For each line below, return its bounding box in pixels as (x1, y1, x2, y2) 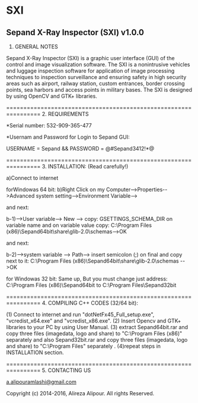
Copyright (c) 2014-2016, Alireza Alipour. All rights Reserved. (6, 390, 155, 396)
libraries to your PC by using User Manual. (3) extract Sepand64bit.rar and (6, 324, 189, 330)
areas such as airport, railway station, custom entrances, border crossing (6, 80, 185, 87)
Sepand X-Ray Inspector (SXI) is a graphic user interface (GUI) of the (6, 55, 175, 61)
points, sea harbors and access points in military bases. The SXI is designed (6, 86, 193, 93)
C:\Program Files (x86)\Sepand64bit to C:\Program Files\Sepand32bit (6, 282, 177, 289)
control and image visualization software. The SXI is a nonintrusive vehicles (6, 61, 190, 68)
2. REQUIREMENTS (41, 111, 89, 117)
